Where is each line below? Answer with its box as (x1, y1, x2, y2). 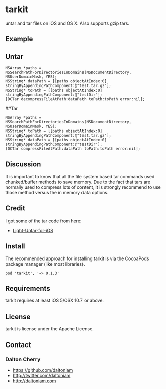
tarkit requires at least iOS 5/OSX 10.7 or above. (5, 297, 104, 304)
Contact (5, 340, 31, 349)
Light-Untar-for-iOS (12, 227, 54, 233)
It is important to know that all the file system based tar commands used (5, 173, 155, 179)
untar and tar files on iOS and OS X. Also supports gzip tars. (5, 20, 130, 26)
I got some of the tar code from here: (5, 218, 82, 224)
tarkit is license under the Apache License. (5, 326, 94, 332)
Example (5, 35, 33, 44)
